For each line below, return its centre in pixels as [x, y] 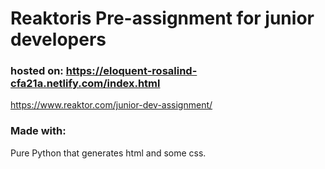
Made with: [38, 131]
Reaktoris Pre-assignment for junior [162, 18]
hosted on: [37, 71]
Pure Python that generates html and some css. [108, 153]
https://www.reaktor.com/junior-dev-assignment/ [111, 105]
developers [58, 39]
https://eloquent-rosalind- [131, 71]
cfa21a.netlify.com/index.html [85, 84]
